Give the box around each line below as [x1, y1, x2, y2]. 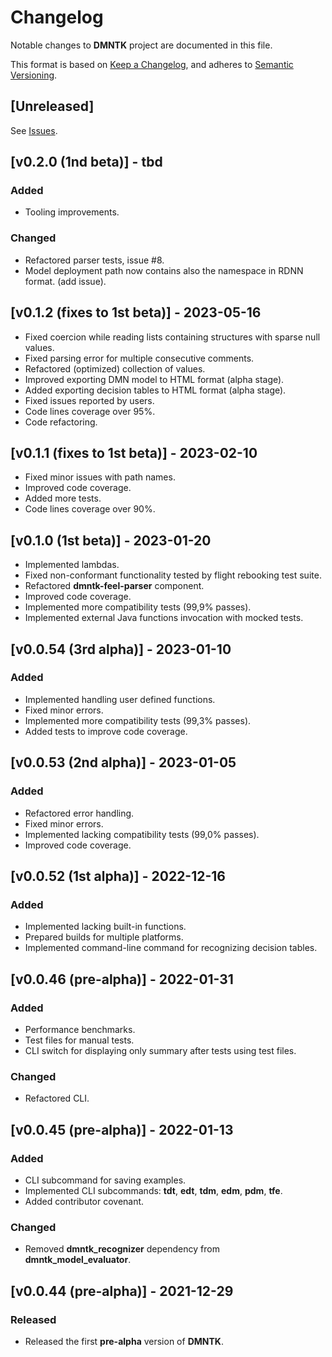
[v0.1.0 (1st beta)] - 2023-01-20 [10, 532, 212, 549]
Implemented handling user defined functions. [24, 693, 216, 705]
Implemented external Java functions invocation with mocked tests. [24, 612, 304, 624]
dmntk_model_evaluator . [24, 1254, 132, 1266]
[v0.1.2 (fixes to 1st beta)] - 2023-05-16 [10, 304, 262, 321]
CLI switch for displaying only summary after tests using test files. [24, 1044, 297, 1056]
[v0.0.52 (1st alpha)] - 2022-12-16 [10, 867, 226, 885]
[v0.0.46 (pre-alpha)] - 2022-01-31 [10, 971, 234, 988]
